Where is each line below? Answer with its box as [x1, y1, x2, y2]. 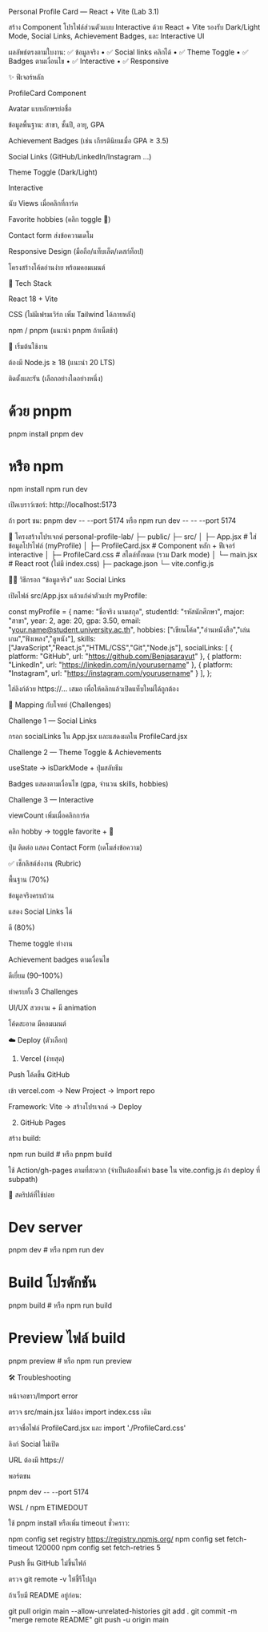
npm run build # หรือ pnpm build [8, 1149, 112, 1159]
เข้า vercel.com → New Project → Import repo [8, 1085, 155, 1095]
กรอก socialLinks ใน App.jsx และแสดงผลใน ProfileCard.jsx [8, 731, 188, 741]
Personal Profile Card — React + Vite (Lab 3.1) [8, 7, 160, 16]
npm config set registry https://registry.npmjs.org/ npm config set [8, 1534, 226, 1544]
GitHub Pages [19, 1117, 66, 1128]
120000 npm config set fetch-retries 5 [34, 1542, 162, 1552]
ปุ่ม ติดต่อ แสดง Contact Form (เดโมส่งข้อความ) [8, 842, 142, 852]
